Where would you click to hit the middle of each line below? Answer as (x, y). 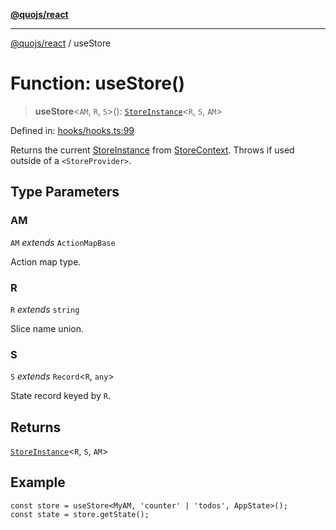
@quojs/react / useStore (61, 43)
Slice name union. (47, 328)
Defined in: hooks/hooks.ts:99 (72, 130)
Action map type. (46, 261)
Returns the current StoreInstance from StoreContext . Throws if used (152, 150)
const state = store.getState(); (80, 514)
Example (38, 482)
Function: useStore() (98, 83)
